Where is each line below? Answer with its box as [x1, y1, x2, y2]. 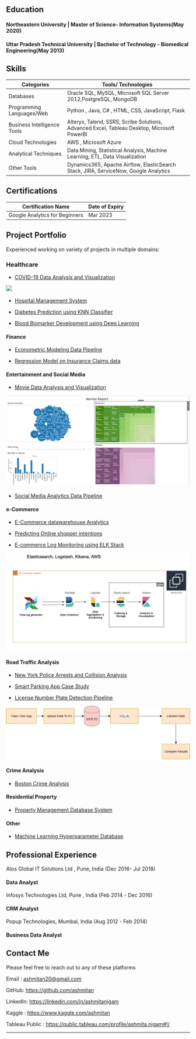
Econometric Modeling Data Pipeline [14, 346, 103, 353]
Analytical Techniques [8, 150, 62, 157]
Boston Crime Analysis [14, 780, 69, 787]
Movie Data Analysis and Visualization [14, 384, 106, 391]
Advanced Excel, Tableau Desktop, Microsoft [66, 124, 175, 131]
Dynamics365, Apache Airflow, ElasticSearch [66, 161, 176, 168]
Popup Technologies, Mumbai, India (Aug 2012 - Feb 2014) [6, 918, 148, 925]
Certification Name [22, 203, 70, 210]
